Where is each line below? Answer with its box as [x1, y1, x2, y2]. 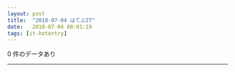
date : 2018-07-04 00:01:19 [7, 23, 92, 30]
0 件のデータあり [7, 50, 56, 58]
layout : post [7, 10, 45, 17]
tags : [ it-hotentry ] [7, 29, 68, 37]
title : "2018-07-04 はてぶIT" [7, 17, 96, 24]
